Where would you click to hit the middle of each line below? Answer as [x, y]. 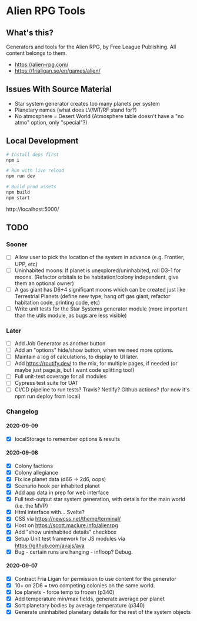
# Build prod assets [31, 187]
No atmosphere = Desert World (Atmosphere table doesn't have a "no [99, 116]
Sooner [17, 244]
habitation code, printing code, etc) [57, 302]
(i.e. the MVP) [31, 506]
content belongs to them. [36, 53]
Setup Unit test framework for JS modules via [70, 539]
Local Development [42, 141]
